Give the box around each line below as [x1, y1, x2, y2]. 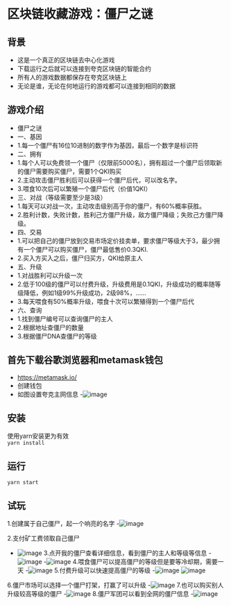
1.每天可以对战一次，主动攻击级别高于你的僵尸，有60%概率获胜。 [17, 202, 206, 210]
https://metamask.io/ [17, 373, 78, 382]
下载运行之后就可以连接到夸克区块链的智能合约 [17, 65, 151, 73]
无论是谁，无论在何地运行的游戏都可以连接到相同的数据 [17, 82, 176, 90]
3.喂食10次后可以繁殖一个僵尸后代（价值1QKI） [17, 185, 152, 193]
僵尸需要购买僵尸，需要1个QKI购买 [23, 167, 122, 176]
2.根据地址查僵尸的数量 [17, 323, 85, 332]
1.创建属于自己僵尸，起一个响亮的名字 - [7, 520, 120, 528]
